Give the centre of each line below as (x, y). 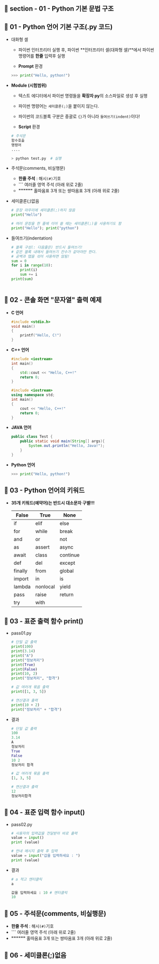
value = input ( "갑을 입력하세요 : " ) (46, 856)
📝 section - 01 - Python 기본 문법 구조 (59, 9)
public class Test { (32, 437)
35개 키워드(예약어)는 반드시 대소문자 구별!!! (53, 503)
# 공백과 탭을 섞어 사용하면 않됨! (40, 256)
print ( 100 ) (22, 647)
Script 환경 (29, 127)
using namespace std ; (33, 395)
